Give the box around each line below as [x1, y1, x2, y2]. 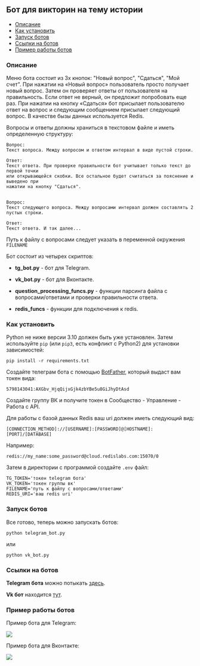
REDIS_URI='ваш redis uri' [6, 491, 73, 497]
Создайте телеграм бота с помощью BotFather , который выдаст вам [6, 368, 181, 375]
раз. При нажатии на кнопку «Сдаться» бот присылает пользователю [6, 100, 185, 107]
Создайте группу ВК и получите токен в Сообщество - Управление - [6, 397, 181, 404]
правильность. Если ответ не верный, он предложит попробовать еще [6, 94, 187, 101]
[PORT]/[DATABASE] [6, 431, 52, 437]
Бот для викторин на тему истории [6, 5, 143, 15]
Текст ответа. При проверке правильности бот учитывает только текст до [6, 163, 191, 169]
